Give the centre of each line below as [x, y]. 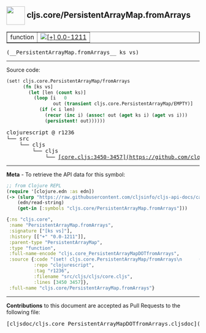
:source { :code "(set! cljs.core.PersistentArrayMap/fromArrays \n [96, 259]
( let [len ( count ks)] [57, 93]
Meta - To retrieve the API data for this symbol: [66, 174]
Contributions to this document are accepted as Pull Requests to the [93, 305]
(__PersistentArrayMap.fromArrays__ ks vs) [73, 52]
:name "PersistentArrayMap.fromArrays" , [61, 225]
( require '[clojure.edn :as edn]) [51, 191]
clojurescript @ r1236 [40, 132]
